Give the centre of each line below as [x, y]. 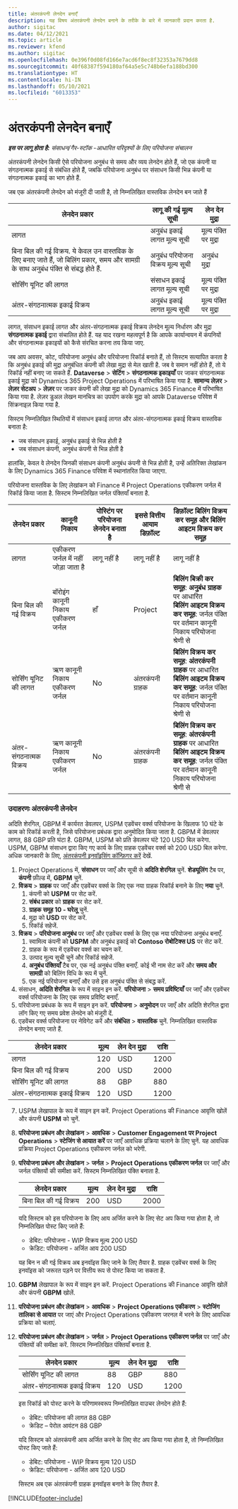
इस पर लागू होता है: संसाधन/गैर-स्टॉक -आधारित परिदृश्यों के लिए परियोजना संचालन [100, 148]
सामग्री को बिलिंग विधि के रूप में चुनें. [68, 973]
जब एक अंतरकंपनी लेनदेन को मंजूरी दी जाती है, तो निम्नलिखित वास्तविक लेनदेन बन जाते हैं [108, 192]
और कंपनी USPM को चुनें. [49, 1119]
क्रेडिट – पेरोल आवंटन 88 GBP [65, 1426]
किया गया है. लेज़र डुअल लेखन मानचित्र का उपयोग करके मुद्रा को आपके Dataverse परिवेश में [113, 397]
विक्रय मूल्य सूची [171, 265]
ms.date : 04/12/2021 [38, 34]
